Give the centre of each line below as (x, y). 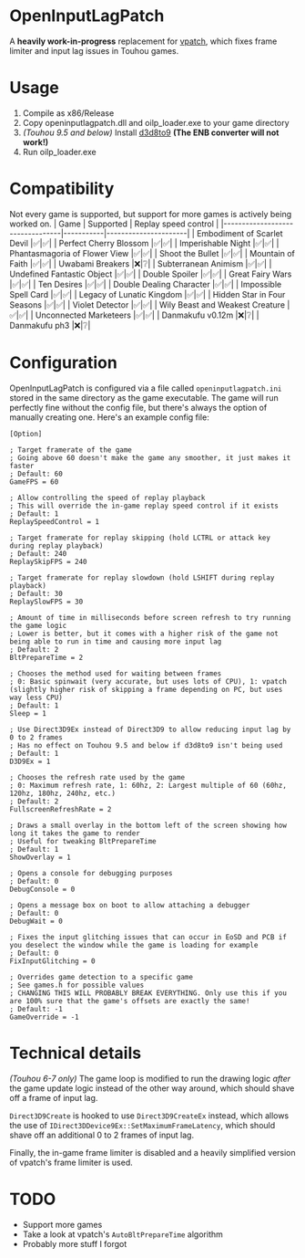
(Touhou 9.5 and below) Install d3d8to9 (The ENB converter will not (151, 132)
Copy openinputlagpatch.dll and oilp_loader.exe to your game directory (156, 122)
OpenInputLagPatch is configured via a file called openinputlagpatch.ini (146, 388)
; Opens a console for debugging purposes (91, 873)
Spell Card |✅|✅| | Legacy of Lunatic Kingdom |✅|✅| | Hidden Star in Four (147, 294)
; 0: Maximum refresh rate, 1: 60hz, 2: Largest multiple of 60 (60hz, (148, 785)
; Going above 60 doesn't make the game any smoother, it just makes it (150, 457)
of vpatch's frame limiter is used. (71, 1162)
